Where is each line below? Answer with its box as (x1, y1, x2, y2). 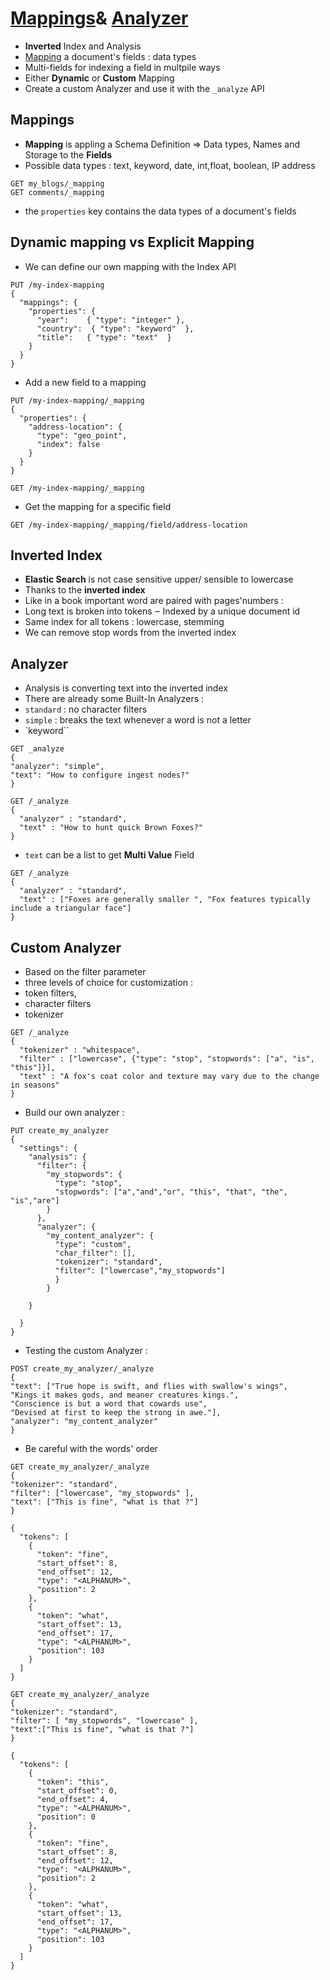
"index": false (36, 439, 101, 449)
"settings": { (19, 1143, 78, 1153)
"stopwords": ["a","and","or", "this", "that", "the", (54, 1187, 288, 1197)
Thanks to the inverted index (24, 584, 146, 596)
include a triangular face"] (10, 903, 132, 914)
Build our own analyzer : (24, 1107, 125, 1118)
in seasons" (10, 1080, 60, 1090)
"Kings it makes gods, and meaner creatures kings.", (10, 1390, 240, 1400)
